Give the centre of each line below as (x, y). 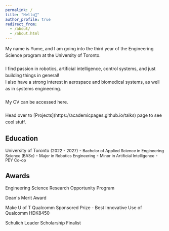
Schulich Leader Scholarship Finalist (43, 223)
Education (22, 138)
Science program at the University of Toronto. (53, 55)
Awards (18, 176)
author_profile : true (28, 19)
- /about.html (25, 34)
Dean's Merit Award (26, 198)
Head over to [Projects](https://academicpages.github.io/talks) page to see (83, 115)
